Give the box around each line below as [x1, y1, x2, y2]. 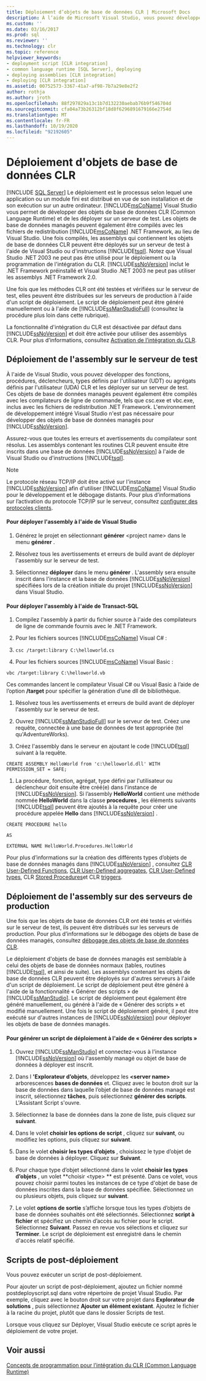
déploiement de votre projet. [6, 1327, 78, 1334]
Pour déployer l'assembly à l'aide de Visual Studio [6, 518, 137, 526]
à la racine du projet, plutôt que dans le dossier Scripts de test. [6, 1309, 165, 1316]
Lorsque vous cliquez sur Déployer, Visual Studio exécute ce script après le [6, 1321, 197, 1328]
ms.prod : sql [6, 32, 40, 38]
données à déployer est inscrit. [15, 1061, 94, 1068]
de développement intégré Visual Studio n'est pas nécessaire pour [6, 410, 175, 417]
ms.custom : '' [6, 20, 43, 26]
